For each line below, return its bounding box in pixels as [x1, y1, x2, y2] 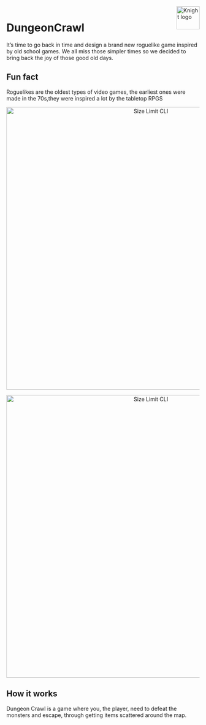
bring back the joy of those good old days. [6, 54, 113, 61]
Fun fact [6, 72, 39, 82]
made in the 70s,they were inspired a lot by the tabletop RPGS [6, 94, 163, 102]
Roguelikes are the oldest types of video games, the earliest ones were [6, 88, 186, 96]
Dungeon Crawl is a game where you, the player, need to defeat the [6, 705, 177, 712]
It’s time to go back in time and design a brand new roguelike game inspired [6, 41, 197, 48]
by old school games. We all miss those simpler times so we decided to [6, 47, 186, 55]
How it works [6, 689, 58, 699]
